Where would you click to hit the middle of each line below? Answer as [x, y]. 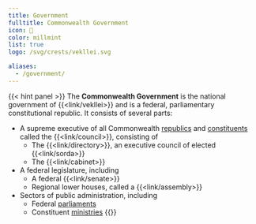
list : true [26, 45]
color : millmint [35, 37]
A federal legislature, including [69, 170]
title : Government [38, 15]
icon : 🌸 [21, 30]
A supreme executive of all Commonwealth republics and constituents [134, 128]
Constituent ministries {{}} [74, 212]
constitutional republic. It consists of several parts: [90, 113]
